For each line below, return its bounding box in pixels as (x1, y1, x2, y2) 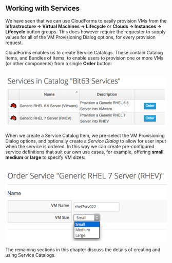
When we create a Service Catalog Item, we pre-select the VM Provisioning (5, 132, 165, 138)
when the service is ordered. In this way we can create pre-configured (5, 143, 155, 149)
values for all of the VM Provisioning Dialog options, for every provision (5, 34, 156, 40)
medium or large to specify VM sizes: (5, 154, 86, 160)
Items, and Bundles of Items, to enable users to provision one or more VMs (5, 55, 164, 61)
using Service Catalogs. (5, 252, 56, 258)
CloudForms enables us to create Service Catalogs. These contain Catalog (5, 49, 163, 55)
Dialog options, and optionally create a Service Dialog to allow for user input (5, 138, 166, 144)
